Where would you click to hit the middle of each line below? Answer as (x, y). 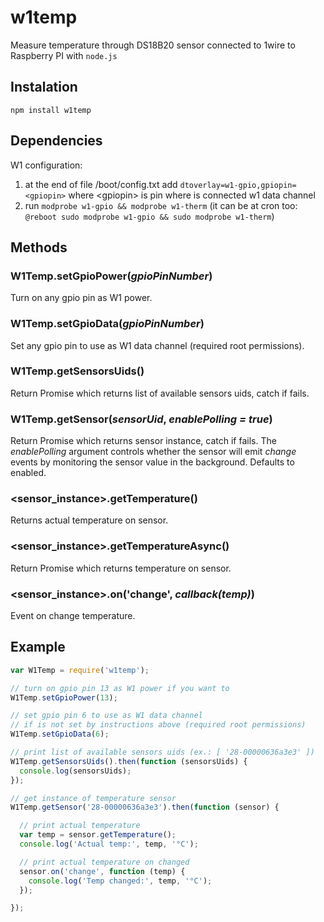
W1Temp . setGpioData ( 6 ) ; (60, 734)
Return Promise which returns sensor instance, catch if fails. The (143, 441)
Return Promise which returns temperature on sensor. (121, 568)
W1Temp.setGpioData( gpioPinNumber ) (107, 324)
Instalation (44, 87)
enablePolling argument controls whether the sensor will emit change (153, 452)
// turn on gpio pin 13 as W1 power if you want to (120, 688)
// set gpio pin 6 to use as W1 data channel (106, 716)
